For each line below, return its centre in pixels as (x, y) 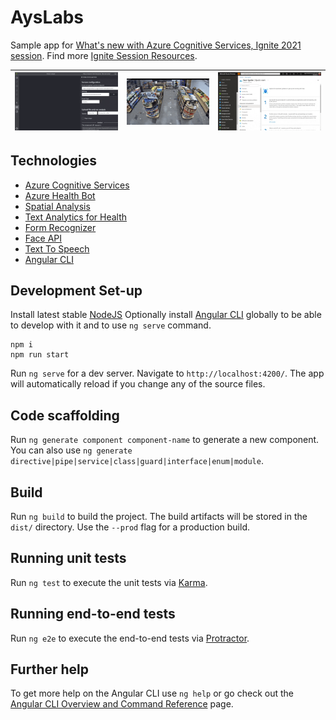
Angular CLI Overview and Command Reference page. (122, 704)
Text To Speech (57, 248)
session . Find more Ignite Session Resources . (104, 55)
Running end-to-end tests (93, 614)
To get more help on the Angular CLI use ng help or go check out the (152, 693)
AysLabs (47, 17)
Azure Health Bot (60, 195)
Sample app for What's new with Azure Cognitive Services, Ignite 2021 (156, 45)
